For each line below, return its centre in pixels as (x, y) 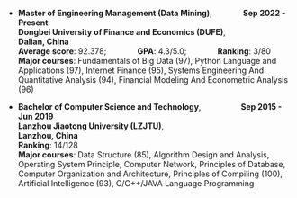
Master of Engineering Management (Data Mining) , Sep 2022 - (152, 13)
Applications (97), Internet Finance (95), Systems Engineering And (141, 70)
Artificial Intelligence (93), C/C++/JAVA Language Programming (136, 183)
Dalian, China (43, 41)
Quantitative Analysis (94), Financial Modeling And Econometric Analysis (153, 80)
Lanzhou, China (48, 135)
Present (33, 22)
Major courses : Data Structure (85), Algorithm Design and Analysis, (144, 155)
